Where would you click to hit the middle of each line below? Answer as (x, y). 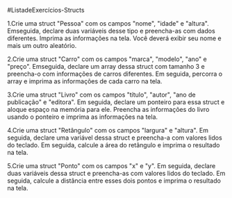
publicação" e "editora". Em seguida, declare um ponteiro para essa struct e (116, 102)
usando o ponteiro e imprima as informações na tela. (83, 117)
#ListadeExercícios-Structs (46, 10)
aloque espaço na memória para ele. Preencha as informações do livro (108, 109)
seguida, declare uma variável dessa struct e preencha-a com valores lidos (115, 138)
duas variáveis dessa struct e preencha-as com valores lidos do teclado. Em (116, 173)
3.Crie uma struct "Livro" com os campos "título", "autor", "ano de (101, 94)
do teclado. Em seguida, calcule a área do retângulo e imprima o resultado (114, 145)
